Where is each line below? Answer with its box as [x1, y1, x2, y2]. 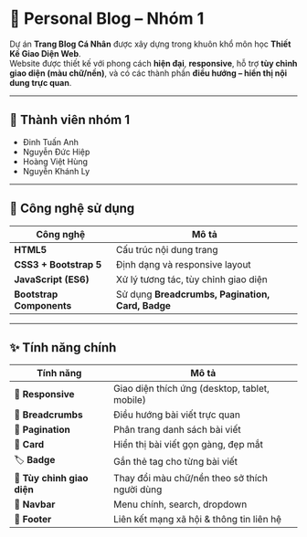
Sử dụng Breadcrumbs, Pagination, [115, 288, 270, 300]
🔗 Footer [14, 513, 52, 526]
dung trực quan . [9, 77, 72, 88]
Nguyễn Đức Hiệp [22, 146, 90, 157]
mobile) [112, 394, 146, 406]
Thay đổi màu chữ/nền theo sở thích [112, 472, 268, 485]
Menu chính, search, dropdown [112, 498, 248, 511]
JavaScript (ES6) [14, 273, 90, 286]
